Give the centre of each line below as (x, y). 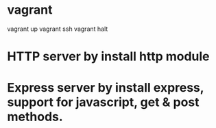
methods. (35, 117)
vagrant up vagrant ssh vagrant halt (58, 29)
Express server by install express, (106, 88)
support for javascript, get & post (104, 102)
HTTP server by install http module (109, 56)
